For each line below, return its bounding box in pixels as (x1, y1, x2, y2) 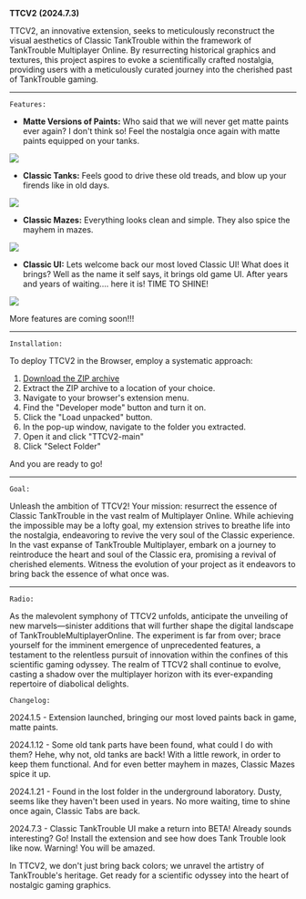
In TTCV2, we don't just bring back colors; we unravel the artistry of (9, 861, 265, 871)
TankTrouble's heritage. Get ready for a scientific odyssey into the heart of (9, 870, 290, 881)
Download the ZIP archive (22, 373, 120, 384)
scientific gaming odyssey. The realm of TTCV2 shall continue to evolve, (9, 659, 281, 669)
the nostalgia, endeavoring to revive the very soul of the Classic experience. (9, 530, 296, 541)
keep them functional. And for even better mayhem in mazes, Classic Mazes (9, 759, 296, 770)
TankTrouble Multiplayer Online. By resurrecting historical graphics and (9, 45, 276, 56)
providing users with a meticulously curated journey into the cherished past (9, 64, 293, 75)
